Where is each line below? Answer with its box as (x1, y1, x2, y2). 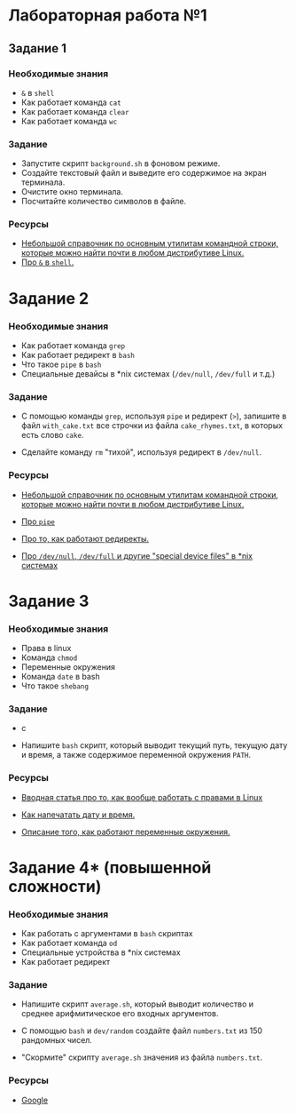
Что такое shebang (20, 680, 90, 691)
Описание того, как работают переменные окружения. (20, 826, 231, 837)
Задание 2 (8, 288, 90, 308)
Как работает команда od (20, 938, 118, 949)
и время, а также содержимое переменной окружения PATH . (20, 750, 252, 760)
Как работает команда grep (20, 339, 126, 351)
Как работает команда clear (20, 106, 129, 116)
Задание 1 (8, 41, 67, 56)
